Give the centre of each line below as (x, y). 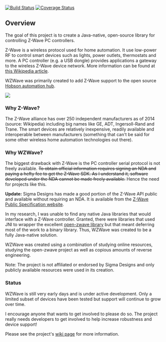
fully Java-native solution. (31, 235)
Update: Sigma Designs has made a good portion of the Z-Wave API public (81, 194)
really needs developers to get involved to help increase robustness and (79, 319)
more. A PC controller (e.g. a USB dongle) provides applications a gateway (81, 60)
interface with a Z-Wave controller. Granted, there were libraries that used (80, 219)
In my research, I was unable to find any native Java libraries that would (78, 214)
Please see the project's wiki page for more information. (62, 334)
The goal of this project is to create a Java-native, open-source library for (80, 35)
